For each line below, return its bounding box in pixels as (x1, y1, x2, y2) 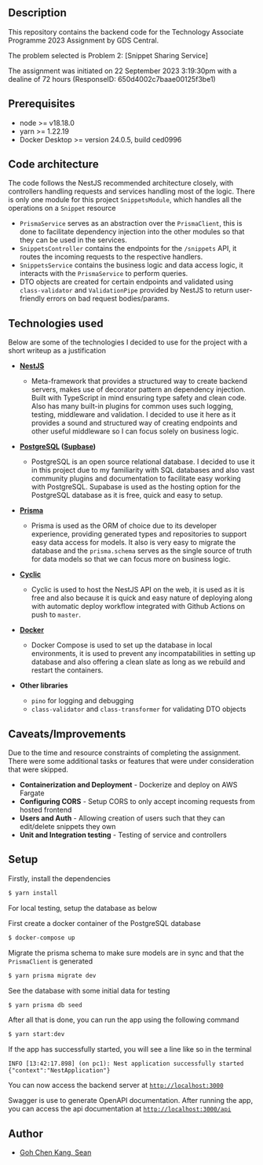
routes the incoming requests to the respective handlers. (19, 252, 203, 262)
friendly (19, 294, 46, 304)
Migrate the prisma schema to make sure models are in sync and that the (8, 948, 245, 957)
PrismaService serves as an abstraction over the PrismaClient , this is (19, 219, 243, 228)
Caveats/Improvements (8, 727, 126, 740)
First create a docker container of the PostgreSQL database (8, 918, 202, 927)
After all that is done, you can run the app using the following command (8, 1015, 239, 1025)
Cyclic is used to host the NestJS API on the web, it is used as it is (31, 585, 245, 595)
